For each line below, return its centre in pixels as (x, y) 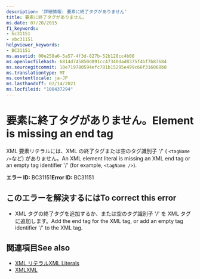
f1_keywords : (22, 28)
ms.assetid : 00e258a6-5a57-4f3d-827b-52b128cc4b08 (70, 56)
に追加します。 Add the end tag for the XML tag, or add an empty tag (99, 221)
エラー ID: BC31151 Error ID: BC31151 (50, 177)
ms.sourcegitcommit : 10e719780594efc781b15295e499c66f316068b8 (87, 67)
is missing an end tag (60, 134)
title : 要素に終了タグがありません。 (47, 17)
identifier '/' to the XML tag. (49, 228)
